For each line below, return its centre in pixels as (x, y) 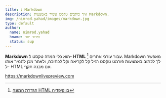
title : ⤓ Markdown (24, 10)
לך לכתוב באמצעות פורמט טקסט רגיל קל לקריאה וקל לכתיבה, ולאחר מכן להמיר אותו (83, 61)
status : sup (22, 42)
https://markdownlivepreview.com (40, 76)
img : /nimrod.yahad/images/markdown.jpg (47, 19)
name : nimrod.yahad (30, 32)
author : (13, 28)
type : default (20, 23)
